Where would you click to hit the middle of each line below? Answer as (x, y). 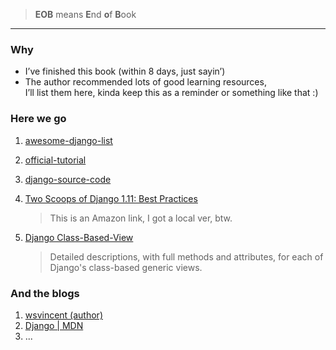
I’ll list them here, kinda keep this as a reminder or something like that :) (171, 93)
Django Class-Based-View (79, 237)
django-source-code (68, 179)
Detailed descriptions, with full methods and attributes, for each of (186, 256)
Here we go (38, 119)
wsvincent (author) (63, 315)
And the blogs (45, 293)
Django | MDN (54, 325)
